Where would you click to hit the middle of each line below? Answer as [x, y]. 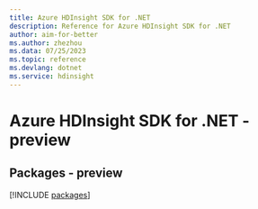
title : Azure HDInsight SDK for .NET [80, 18]
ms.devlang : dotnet [46, 68]
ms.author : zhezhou [46, 43]
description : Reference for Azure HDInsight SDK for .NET [120, 26]
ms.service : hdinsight [52, 77]
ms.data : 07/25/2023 [48, 51]
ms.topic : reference [48, 59]
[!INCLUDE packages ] [50, 195]
